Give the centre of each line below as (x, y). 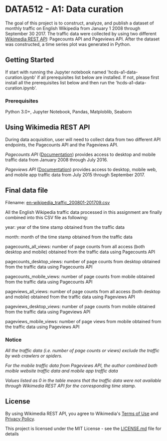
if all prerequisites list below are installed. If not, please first (98, 77)
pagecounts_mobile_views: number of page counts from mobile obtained (80, 276)
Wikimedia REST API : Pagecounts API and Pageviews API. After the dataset (83, 39)
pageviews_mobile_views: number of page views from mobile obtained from (83, 321)
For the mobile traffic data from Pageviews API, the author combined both (82, 365)
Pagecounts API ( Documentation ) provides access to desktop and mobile (81, 154)
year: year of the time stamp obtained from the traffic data (65, 227)
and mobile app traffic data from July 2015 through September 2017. (75, 175)
